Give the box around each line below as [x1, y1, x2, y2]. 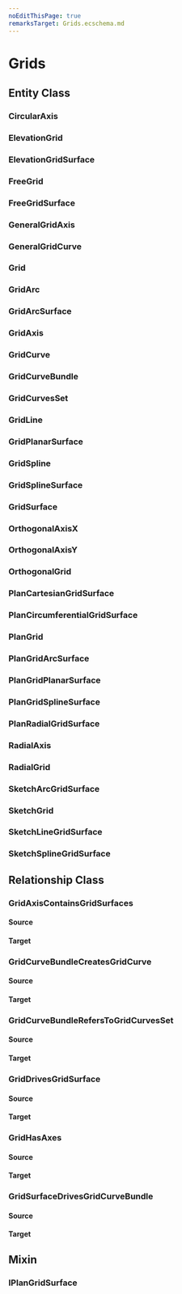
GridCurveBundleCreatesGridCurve [8, 956, 152, 967]
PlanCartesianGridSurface [8, 588, 115, 599]
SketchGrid [8, 805, 54, 816]
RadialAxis [8, 739, 52, 751]
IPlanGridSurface [8, 1277, 78, 1288]
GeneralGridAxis [8, 219, 75, 230]
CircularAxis [8, 111, 58, 121]
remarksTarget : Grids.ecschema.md [8, 19, 125, 27]
